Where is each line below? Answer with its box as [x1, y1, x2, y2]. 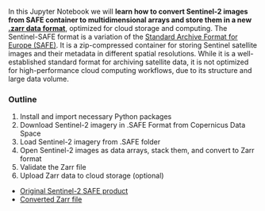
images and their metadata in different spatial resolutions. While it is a [8, 49, 236, 58]
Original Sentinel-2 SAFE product [19, 186, 129, 196]
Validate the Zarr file [19, 163, 86, 172]
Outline [8, 94, 37, 105]
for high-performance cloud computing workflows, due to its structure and [8, 66, 252, 75]
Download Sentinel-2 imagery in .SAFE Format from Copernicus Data [19, 121, 246, 130]
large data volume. [8, 75, 69, 83]
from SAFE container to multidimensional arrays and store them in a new [8, 15, 252, 25]
